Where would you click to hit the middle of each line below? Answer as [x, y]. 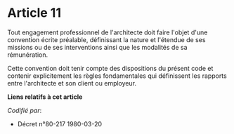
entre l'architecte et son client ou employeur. [72, 83]
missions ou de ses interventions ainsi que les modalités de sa [97, 47]
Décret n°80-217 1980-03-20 [60, 123]
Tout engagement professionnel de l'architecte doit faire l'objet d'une [108, 32]
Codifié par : [25, 110]
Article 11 [34, 13]
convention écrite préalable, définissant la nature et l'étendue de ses [106, 39]
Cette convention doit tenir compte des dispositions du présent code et [110, 68]
